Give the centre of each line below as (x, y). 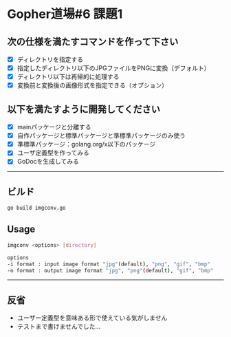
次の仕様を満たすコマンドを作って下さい (93, 42)
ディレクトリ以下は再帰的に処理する (68, 77)
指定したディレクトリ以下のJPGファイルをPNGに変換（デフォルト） (114, 68)
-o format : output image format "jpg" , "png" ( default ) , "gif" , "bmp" (110, 270)
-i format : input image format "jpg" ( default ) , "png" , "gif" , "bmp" (109, 264)
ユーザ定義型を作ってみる (53, 153)
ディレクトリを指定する (50, 59)
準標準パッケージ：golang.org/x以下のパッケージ (86, 144)
